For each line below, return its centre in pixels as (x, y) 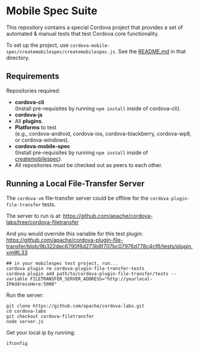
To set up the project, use (38, 45)
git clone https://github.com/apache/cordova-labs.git (75, 306)
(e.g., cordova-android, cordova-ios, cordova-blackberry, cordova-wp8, (103, 133)
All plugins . (29, 121)
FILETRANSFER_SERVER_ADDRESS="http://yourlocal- (91, 279)
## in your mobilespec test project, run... (62, 263)
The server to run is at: (34, 216)
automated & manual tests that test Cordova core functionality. (83, 33)
